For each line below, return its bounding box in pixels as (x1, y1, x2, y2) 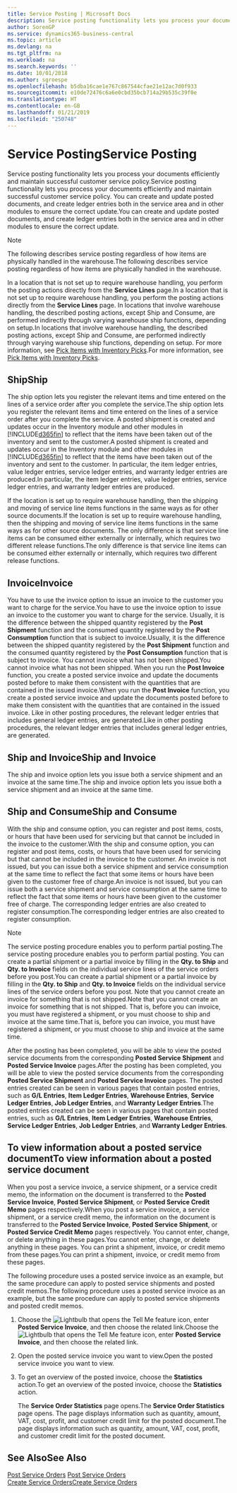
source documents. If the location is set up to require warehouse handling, (7, 511, 222, 520)
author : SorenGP (7, 23, 55, 30)
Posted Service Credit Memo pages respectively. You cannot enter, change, (7, 1228, 230, 1236)
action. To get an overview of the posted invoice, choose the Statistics (17, 1380, 222, 1388)
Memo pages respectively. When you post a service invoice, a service (7, 1205, 210, 1214)
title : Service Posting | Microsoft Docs (7, 10, 131, 18)
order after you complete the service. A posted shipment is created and (7, 415, 215, 424)
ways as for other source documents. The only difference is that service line (7, 526, 229, 535)
